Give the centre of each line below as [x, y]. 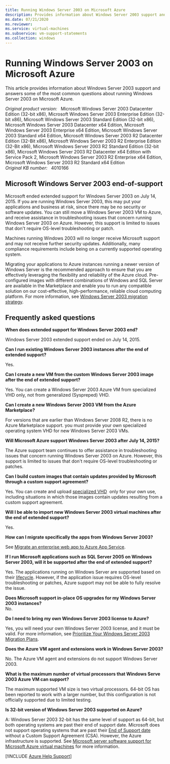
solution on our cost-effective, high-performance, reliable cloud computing [83, 291]
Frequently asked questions [50, 318]
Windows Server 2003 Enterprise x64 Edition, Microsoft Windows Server [81, 130]
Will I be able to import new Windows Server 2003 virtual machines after [83, 512]
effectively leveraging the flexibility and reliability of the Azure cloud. [77, 275]
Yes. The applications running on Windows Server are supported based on [83, 572]
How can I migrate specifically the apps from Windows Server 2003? [79, 537]
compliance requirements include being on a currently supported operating [83, 249]
